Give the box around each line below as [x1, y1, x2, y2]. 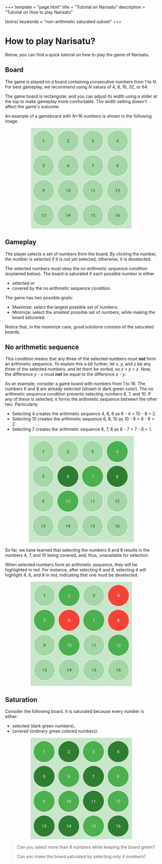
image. [5, 118, 19, 124]
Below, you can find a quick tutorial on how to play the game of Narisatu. [5, 52, 150, 57]
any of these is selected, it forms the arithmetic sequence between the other [5, 396, 158, 402]
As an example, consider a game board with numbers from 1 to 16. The [5, 381, 146, 387]
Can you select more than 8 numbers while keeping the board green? [16, 844, 155, 850]
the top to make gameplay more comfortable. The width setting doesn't [5, 98, 147, 104]
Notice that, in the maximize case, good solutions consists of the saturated [5, 324, 154, 329]
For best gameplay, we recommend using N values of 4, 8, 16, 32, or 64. [5, 84, 148, 89]
